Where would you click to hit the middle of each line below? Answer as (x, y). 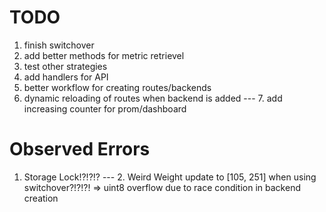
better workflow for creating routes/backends (117, 87)
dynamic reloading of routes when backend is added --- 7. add (153, 98)
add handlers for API (66, 77)
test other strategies (65, 66)
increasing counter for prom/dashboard (105, 108)
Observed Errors (80, 149)
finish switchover (59, 45)
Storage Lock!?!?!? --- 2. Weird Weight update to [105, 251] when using (170, 177)
